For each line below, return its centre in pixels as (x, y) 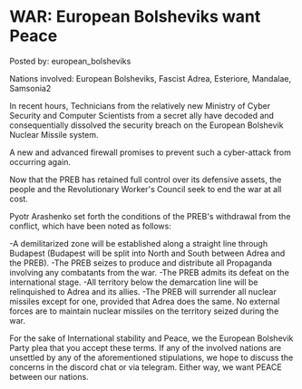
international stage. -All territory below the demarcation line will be (134, 282)
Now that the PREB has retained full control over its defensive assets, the (146, 180)
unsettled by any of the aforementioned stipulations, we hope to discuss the (151, 357)
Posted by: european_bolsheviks (70, 61)
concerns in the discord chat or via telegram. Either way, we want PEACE (146, 367)
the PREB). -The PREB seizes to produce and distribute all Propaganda (141, 263)
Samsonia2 (30, 88)
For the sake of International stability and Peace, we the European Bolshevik (151, 338)
